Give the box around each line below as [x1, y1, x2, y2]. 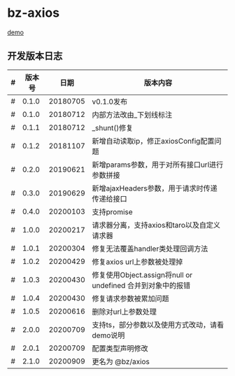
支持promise [92, 207, 133, 216]
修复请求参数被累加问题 [92, 293, 169, 303]
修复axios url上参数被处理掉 [92, 257, 183, 267]
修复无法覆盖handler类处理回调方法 [92, 244, 208, 253]
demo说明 [92, 330, 125, 340]
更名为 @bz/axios [92, 356, 150, 366]
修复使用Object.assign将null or [92, 270, 193, 279]
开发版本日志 [7, 50, 63, 62]
